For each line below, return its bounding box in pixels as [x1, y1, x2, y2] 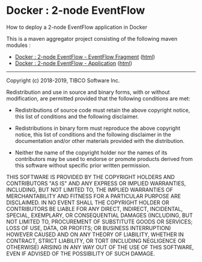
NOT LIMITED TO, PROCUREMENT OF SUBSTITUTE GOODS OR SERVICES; [6, 218, 193, 225]
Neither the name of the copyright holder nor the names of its [14, 148, 168, 156]
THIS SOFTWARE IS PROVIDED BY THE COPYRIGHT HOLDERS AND [6, 173, 176, 180]
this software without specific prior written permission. [14, 162, 151, 169]
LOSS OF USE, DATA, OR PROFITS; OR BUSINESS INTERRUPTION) [6, 224, 171, 231]
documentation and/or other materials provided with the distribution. [14, 137, 185, 144]
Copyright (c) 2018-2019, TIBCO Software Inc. [6, 76, 120, 84]
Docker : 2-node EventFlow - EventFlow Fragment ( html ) [14, 53, 155, 60]
